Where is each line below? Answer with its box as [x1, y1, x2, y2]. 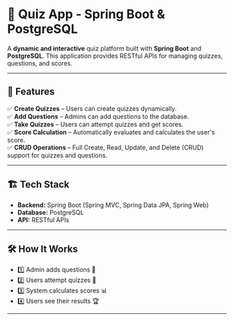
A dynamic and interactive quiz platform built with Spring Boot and [7, 44, 202, 52]
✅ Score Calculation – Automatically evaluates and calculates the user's [7, 128, 215, 136]
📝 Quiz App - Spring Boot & [7, 6, 166, 22]
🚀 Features [7, 86, 55, 98]
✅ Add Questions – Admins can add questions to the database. [7, 112, 189, 121]
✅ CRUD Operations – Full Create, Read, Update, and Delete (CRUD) [7, 143, 204, 151]
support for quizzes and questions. [7, 151, 108, 159]
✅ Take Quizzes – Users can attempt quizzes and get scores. [7, 120, 184, 128]
